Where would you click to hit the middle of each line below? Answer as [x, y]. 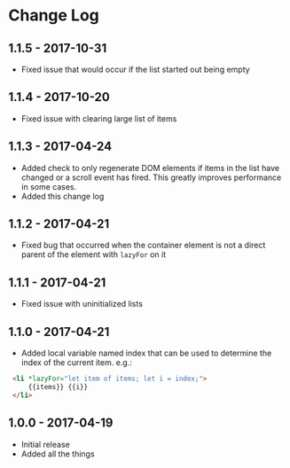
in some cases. [49, 186]
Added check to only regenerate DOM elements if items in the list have [150, 168]
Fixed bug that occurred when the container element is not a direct [143, 246]
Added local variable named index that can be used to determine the [146, 353]
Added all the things [58, 454]
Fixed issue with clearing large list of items [99, 118]
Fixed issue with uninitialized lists [82, 304]
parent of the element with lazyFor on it [94, 254]
